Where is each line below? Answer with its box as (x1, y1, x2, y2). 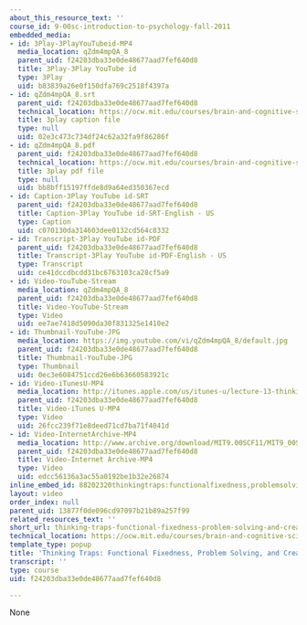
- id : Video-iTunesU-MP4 (9, 378, 104, 388)
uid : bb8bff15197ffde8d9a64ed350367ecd (17, 184, 170, 193)
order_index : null (9, 497, 79, 507)
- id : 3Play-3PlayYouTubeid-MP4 (9, 38, 132, 48)
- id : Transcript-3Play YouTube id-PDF (9, 234, 162, 243)
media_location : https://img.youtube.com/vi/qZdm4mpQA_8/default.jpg (17, 336, 288, 345)
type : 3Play (17, 73, 64, 82)
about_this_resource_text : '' (9, 13, 125, 23)
